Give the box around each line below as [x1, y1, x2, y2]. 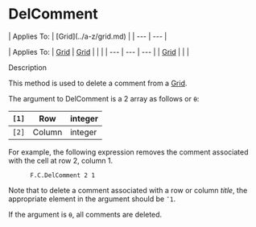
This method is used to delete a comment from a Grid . [8, 78, 188, 88]
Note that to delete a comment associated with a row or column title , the [8, 185, 248, 195]
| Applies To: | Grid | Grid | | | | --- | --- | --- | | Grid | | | [8, 47, 189, 56]
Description [8, 62, 47, 72]
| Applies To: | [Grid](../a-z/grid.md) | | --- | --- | [8, 31, 167, 41]
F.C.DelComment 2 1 [29, 171, 95, 180]
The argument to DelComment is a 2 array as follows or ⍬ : [8, 93, 200, 103]
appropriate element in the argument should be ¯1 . [8, 194, 175, 204]
